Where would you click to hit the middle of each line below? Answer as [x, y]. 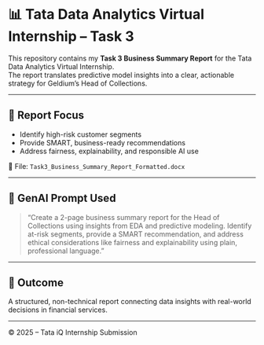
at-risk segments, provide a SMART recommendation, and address [135, 234]
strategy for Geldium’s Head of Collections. [78, 83]
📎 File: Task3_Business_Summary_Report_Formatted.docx [97, 166]
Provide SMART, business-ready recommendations [103, 142]
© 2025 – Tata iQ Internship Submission [73, 332]
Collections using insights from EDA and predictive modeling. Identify [139, 226]
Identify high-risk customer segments [81, 134]
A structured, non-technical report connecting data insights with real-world [130, 302]
